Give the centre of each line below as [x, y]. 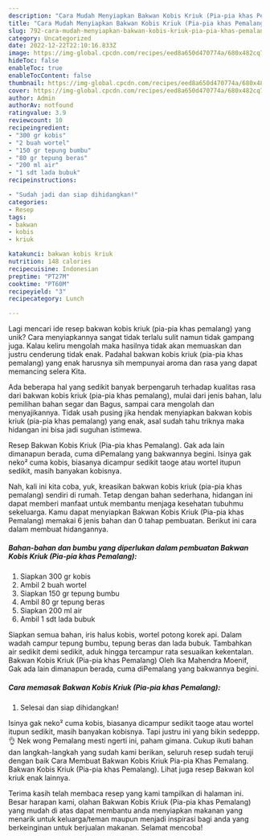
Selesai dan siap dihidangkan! [69, 707]
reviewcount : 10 [35, 121]
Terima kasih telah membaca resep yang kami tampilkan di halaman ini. [126, 793]
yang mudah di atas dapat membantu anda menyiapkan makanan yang [126, 811]
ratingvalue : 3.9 [37, 113]
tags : [17, 217]
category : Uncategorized [50, 38]
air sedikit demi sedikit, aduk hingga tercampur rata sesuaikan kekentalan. [131, 652]
